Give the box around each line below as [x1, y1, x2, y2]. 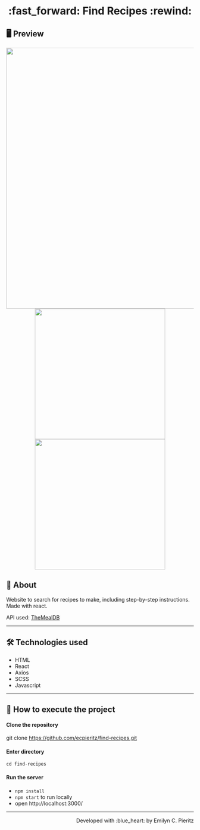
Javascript [14, 682, 41, 689]
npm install [14, 788, 45, 794]
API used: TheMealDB [6, 614, 60, 621]
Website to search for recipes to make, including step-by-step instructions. [6, 596, 190, 603]
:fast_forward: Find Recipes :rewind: [8, 4, 192, 18]
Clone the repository [6, 721, 58, 728]
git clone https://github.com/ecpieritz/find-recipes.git [6, 735, 137, 742]
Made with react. [6, 602, 48, 609]
